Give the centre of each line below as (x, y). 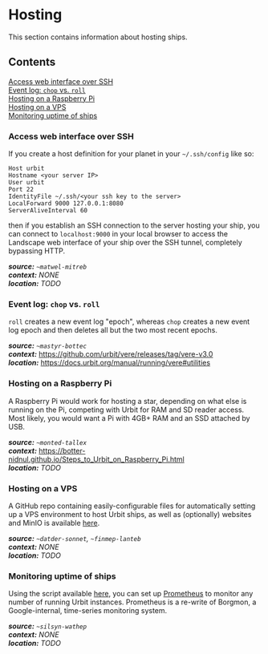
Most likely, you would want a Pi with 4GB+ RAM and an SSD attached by (129, 418)
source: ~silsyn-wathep (47, 626)
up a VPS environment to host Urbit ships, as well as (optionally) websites (130, 514)
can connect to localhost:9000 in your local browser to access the (118, 234)
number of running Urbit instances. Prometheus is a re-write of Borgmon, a (132, 602)
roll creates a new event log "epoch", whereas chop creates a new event (129, 321)
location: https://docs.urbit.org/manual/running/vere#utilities (110, 363)
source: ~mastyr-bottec (47, 345)
